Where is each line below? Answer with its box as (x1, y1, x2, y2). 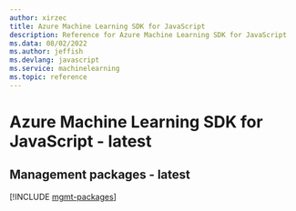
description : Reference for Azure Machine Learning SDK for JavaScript (9, 30, 287, 39)
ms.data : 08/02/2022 (9, 38, 88, 48)
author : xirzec (9, 13, 67, 23)
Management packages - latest (9, 167, 191, 183)
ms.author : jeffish (9, 47, 84, 56)
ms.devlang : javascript (9, 55, 100, 65)
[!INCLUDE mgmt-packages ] (9, 191, 117, 202)
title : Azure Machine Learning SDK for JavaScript (9, 22, 206, 31)
